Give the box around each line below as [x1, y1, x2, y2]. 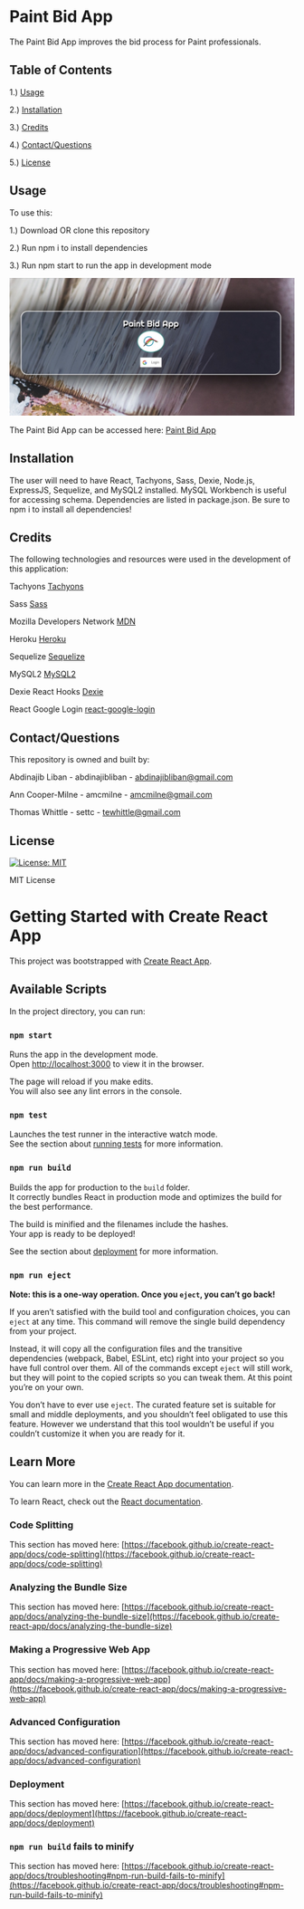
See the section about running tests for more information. [9, 1138, 223, 1149]
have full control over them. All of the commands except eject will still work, [9, 1362, 293, 1373]
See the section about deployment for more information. [9, 1245, 219, 1256]
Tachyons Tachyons [9, 581, 84, 592]
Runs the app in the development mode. [9, 1049, 158, 1060]
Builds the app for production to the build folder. [9, 1182, 191, 1193]
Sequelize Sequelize [9, 651, 86, 662]
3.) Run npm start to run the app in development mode [9, 260, 213, 271]
